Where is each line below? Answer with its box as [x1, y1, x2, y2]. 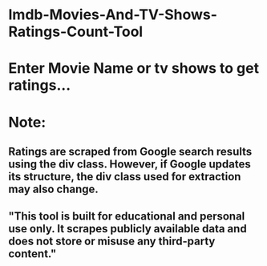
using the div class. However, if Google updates [8, 157, 251, 171]
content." [8, 247, 57, 261]
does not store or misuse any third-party [8, 235, 216, 248]
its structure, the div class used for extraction [8, 170, 241, 183]
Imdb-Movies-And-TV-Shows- [8, 6, 218, 24]
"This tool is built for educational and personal [8, 210, 245, 224]
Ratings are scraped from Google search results [8, 144, 253, 158]
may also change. [8, 182, 99, 195]
